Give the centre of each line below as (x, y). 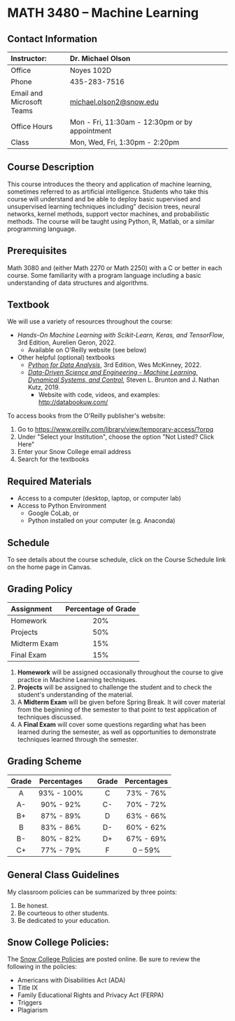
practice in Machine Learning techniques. (77, 679)
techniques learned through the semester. (78, 739)
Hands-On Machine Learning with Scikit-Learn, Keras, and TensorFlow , (121, 335)
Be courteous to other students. (63, 913)
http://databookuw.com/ (73, 402)
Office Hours (32, 126)
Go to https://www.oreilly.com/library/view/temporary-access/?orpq (115, 429)
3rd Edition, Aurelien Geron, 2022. (67, 342)
